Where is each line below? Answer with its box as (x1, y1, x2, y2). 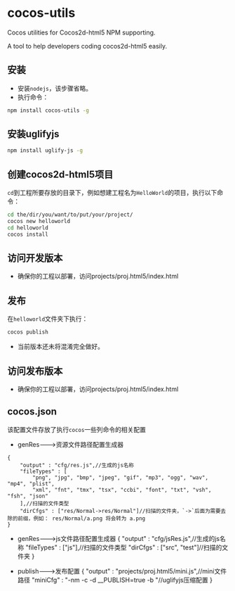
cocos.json (7, 406, 58, 418)
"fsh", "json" (7, 493, 49, 500)
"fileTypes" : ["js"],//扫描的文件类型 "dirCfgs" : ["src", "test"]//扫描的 (25, 543, 222, 552)
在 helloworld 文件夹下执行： (7, 314, 88, 323)
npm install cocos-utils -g (7, 107, 90, 114)
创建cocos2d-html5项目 (7, 168, 114, 180)
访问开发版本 (7, 252, 63, 265)
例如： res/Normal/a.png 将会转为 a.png (33, 515, 146, 522)
